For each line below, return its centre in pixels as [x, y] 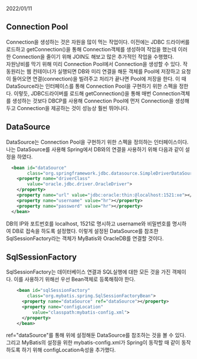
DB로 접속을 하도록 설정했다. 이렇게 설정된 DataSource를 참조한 [85, 231]
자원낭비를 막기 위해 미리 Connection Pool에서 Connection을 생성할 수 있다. [94, 64]
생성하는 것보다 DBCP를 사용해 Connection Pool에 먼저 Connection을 [93, 101]
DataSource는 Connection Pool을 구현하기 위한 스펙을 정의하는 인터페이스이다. [97, 142]
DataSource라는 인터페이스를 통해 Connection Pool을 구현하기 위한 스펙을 [92, 86]
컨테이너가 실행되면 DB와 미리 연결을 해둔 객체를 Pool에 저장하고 [106, 71]
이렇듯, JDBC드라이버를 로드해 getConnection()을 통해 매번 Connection [97, 93]
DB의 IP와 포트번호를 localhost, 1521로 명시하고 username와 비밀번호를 [89, 224]
